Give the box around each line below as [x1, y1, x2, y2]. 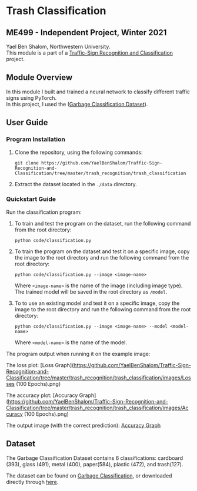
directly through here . [6, 478, 59, 485]
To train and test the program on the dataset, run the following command [14, 220, 191, 227]
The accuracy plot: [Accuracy [6, 392, 78, 399]
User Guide [6, 117, 48, 127]
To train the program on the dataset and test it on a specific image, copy [14, 248, 190, 255]
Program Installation [6, 135, 66, 143]
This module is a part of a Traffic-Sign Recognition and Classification [6, 49, 173, 56]
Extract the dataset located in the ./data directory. [14, 180, 137, 187]
